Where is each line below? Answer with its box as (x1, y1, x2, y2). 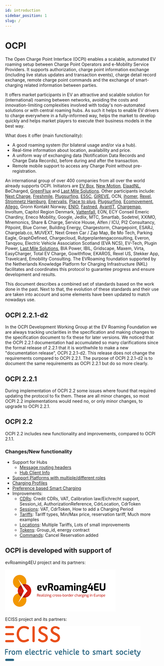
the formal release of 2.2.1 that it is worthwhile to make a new (5, 345, 129, 351)
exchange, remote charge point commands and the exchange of (5, 77, 135, 83)
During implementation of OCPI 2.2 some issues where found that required (5, 388, 156, 394)
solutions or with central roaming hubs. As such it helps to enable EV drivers (5, 107, 159, 113)
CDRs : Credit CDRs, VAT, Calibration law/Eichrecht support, (19, 496, 140, 502)
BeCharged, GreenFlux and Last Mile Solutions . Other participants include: (5, 188, 155, 194)
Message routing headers (19, 464, 72, 471)
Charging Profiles (12, 480, 47, 486)
